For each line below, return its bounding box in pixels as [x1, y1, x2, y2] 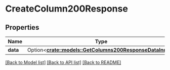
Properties [5, 23, 39, 32]
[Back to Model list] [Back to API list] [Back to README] [5, 59, 121, 65]
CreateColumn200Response [5, 3, 128, 15]
